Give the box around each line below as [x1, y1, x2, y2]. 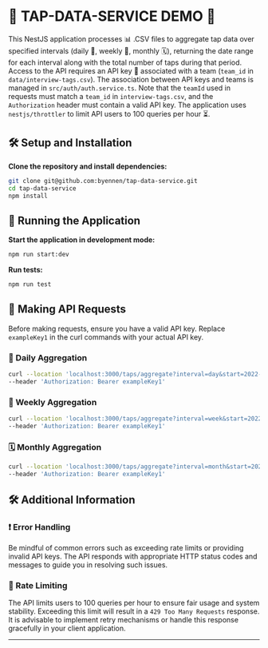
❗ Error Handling [8, 522, 71, 533]
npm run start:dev [8, 251, 69, 259]
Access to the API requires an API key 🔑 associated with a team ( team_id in [8, 66, 254, 75]
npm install [8, 192, 48, 200]
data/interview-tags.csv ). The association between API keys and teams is [8, 74, 254, 84]
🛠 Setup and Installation [8, 136, 132, 150]
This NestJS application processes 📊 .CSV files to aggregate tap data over [8, 34, 255, 43]
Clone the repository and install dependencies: [8, 161, 167, 171]
